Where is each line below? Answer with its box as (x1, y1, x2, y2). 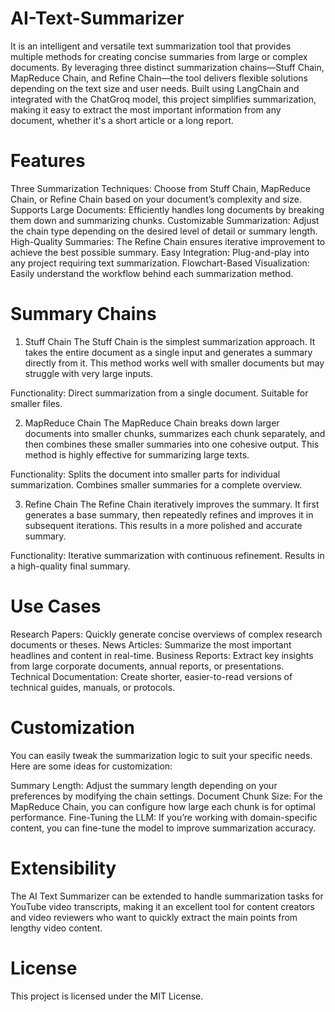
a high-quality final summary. (10, 560, 131, 572)
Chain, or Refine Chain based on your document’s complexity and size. (10, 193, 302, 205)
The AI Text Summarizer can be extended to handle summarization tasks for (10, 890, 324, 902)
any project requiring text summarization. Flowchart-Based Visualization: (10, 257, 310, 269)
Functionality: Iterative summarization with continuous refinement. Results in (10, 549, 325, 561)
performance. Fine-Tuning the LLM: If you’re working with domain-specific (10, 811, 318, 823)
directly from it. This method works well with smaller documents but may (24, 357, 325, 369)
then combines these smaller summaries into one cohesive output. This (24, 438, 320, 450)
